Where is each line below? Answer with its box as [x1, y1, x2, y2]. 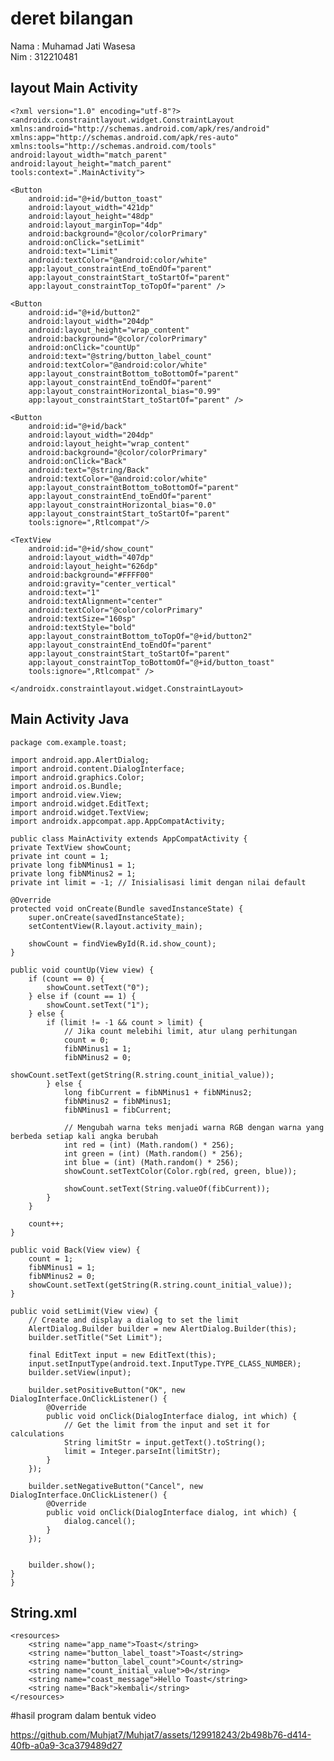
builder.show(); [28, 1560, 97, 1570]
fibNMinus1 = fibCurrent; [63, 1105, 172, 1115]
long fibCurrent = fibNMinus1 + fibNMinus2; [63, 1087, 253, 1097]
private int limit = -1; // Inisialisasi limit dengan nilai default [10, 877, 307, 887]
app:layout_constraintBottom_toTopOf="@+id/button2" [28, 631, 253, 641]
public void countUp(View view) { [10, 965, 155, 975]
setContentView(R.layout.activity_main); [28, 921, 203, 931]
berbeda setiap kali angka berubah [10, 1131, 159, 1141]
